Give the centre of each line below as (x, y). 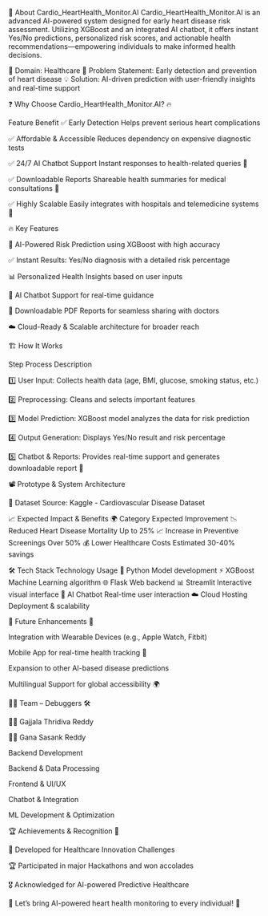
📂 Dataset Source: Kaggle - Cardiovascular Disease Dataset (107, 503)
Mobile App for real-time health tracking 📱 (78, 653)
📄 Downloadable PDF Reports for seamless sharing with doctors (114, 310)
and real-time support (44, 88)
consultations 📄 (34, 188)
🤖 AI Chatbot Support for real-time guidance (81, 295)
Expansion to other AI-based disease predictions (89, 668)
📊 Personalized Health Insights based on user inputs (96, 276)
